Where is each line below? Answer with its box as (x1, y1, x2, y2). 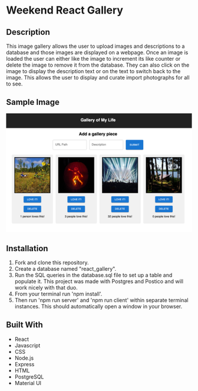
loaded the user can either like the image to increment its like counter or (6, 55, 181, 62)
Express (14, 360, 35, 367)
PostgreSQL (14, 373, 44, 380)
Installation (6, 243, 48, 254)
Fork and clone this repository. (14, 259, 89, 266)
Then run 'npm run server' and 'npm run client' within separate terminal (14, 297, 189, 304)
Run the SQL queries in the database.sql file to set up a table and (14, 272, 173, 279)
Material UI (14, 379, 42, 386)
